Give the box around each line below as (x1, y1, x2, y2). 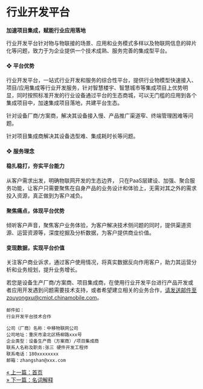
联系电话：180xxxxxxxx (6, 351, 59, 357)
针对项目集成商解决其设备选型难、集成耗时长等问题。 (6, 132, 139, 140)
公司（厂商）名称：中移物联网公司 (6, 326, 79, 332)
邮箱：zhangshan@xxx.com (6, 358, 66, 364)
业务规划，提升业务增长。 (16, 266, 80, 274)
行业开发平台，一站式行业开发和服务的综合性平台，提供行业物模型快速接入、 (6, 77, 197, 84)
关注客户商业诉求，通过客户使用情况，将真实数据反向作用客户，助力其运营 (6, 259, 192, 266)
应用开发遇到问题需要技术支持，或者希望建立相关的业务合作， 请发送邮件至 (11, 286, 197, 294)
